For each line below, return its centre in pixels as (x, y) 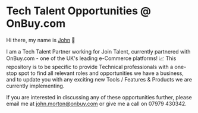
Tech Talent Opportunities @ (79, 11)
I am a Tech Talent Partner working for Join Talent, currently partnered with (98, 51)
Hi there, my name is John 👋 (41, 40)
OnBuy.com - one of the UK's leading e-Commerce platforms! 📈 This (91, 58)
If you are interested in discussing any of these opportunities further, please (99, 97)
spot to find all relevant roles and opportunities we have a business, (101, 73)
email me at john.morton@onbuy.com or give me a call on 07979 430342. (96, 103)
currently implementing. (35, 86)
